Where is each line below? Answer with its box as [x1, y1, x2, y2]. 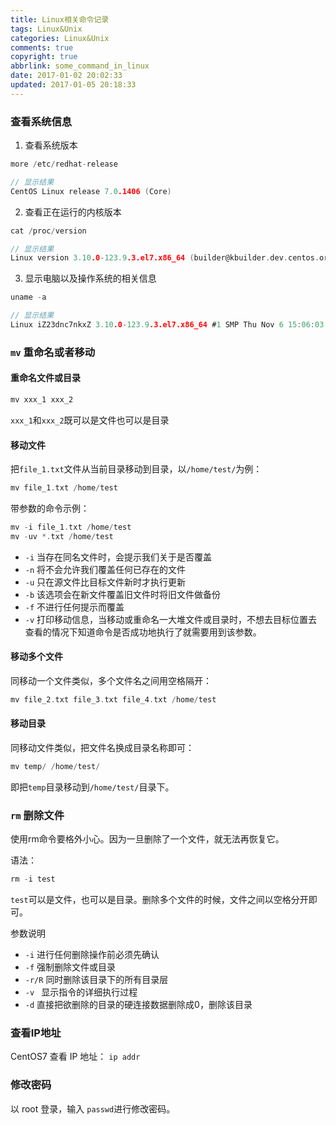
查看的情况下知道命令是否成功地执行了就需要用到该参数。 [24, 626, 262, 638]
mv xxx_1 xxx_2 [10, 395, 74, 405]
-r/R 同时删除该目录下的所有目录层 [24, 974, 169, 986]
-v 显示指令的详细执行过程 [24, 986, 138, 998]
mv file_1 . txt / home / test [10, 483, 118, 493]
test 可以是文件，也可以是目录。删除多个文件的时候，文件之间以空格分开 [10, 894, 309, 906]
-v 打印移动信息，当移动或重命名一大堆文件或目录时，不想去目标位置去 [24, 613, 318, 625]
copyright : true [10, 52, 78, 62]
